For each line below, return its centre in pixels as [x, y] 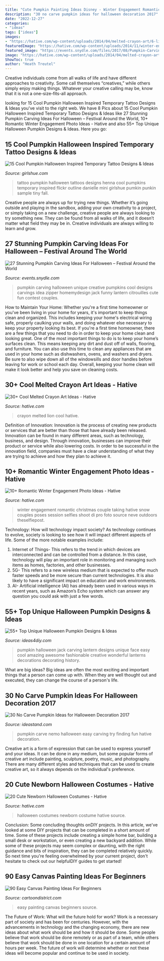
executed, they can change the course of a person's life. [62, 680]
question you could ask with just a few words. [58, 596]
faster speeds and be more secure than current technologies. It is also [83, 576]
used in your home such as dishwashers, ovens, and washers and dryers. [79, 354]
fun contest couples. [38, 298]
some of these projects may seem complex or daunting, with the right [75, 845]
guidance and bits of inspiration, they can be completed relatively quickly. [79, 851]
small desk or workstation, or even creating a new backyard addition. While [81, 840]
